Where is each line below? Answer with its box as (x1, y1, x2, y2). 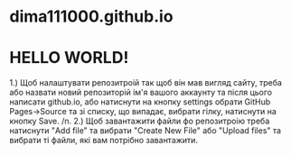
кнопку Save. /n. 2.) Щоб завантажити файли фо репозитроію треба (9, 115, 270, 127)
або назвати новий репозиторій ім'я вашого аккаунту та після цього (9, 87, 273, 98)
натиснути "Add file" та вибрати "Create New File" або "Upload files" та (9, 125, 282, 136)
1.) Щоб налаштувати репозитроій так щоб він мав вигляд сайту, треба (9, 77, 283, 88)
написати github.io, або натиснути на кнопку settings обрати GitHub (9, 96, 271, 107)
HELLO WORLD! (9, 48, 129, 68)
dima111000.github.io (9, 6, 174, 27)
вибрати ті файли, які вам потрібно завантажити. (9, 135, 199, 146)
